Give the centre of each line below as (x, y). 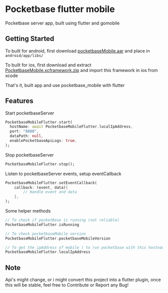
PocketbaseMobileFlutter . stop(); (40, 164)
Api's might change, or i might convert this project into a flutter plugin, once (83, 280)
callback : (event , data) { (41, 187)
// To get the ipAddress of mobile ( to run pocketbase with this (76, 247)
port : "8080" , (24, 131)
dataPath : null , (26, 136)
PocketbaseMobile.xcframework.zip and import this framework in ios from (81, 70)
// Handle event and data (50, 192)
